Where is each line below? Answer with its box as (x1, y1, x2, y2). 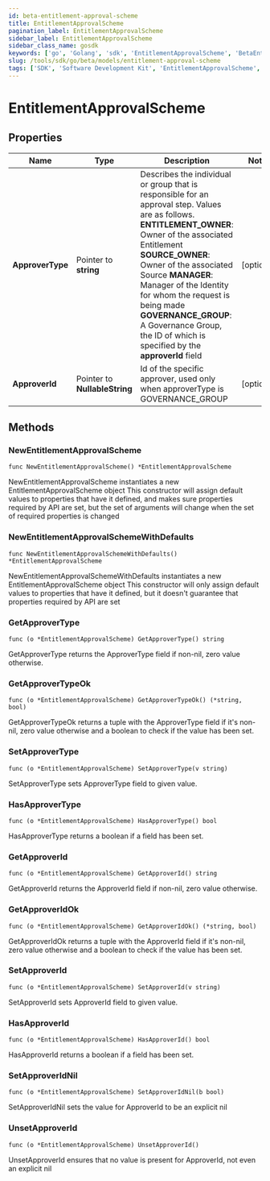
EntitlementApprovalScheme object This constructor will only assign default (8, 580, 260, 589)
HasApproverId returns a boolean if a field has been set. (8, 1050, 194, 1060)
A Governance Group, (140, 319, 223, 331)
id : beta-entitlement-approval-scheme (8, 11, 138, 20)
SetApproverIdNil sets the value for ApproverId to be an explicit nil (8, 1102, 227, 1112)
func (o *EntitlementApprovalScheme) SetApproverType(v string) (8, 764, 228, 772)
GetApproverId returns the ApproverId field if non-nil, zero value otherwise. (8, 884, 258, 893)
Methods (8, 421, 55, 435)
